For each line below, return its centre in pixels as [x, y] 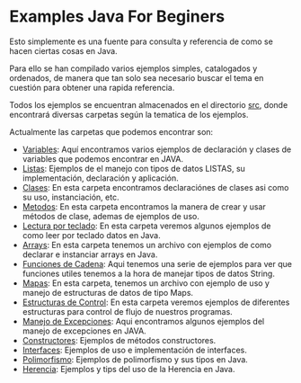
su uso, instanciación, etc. [71, 197]
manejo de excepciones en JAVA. [84, 331]
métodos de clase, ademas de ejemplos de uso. [111, 216]
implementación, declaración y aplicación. [101, 178]
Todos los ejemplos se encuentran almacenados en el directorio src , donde [149, 104]
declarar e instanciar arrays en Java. [90, 254]
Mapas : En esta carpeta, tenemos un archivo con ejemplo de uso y [146, 283]
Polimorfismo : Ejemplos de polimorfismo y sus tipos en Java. [135, 359]
